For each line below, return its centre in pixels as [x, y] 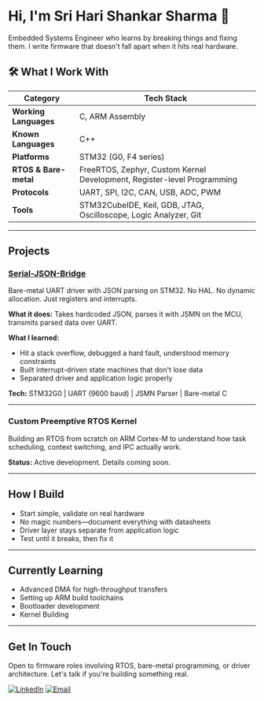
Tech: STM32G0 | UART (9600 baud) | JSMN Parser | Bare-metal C [118, 394]
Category [42, 98]
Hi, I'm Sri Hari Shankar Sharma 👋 [119, 16]
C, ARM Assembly [112, 116]
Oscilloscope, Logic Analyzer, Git [140, 214]
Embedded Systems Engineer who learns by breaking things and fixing [123, 38]
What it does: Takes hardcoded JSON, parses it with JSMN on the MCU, [126, 314]
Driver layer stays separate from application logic [99, 530]
